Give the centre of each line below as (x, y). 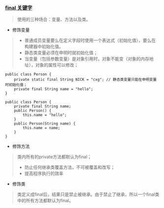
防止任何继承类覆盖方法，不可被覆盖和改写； (70, 167)
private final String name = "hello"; (54, 89)
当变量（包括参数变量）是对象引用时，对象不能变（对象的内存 (87, 59)
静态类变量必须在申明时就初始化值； (61, 53)
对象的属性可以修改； (57, 65)
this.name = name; (41, 128)
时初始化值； (16, 85)
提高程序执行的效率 (44, 173)
